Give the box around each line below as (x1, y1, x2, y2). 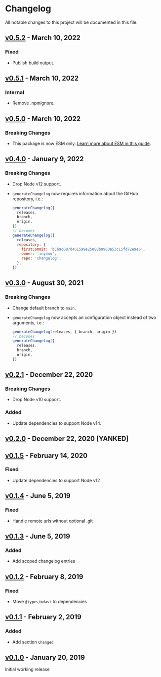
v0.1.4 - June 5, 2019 (5, 492, 71, 500)
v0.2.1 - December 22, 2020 (5, 370, 93, 379)
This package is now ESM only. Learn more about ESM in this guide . (12, 140, 151, 146)
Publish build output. (12, 60, 54, 66)
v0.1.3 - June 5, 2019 (5, 532, 71, 541)
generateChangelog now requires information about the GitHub (12, 190, 138, 196)
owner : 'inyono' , (21, 251, 57, 256)
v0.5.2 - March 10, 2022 (5, 34, 80, 42)
